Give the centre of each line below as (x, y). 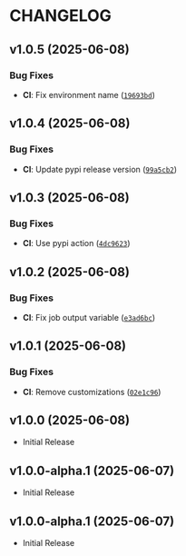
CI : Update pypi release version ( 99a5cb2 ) (100, 169)
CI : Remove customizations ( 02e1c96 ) (92, 392)
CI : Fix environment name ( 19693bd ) (89, 94)
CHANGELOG (60, 16)
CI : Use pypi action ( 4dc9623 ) (76, 243)
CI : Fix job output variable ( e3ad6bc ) (89, 317)
